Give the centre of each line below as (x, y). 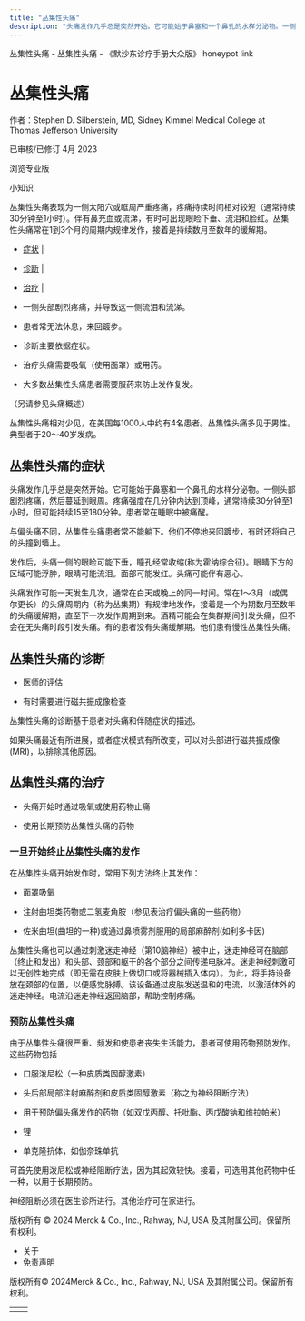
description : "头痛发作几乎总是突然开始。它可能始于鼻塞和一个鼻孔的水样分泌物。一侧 (153, 26)
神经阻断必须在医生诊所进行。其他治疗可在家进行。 (105, 1201)
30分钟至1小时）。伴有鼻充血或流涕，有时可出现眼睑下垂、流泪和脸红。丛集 (149, 218)
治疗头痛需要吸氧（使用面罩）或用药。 (94, 365)
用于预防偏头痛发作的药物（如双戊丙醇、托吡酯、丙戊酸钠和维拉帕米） (154, 1112)
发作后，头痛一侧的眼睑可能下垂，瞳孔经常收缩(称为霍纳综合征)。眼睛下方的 (152, 562)
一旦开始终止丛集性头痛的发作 (75, 851)
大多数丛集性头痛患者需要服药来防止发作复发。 (110, 385)
